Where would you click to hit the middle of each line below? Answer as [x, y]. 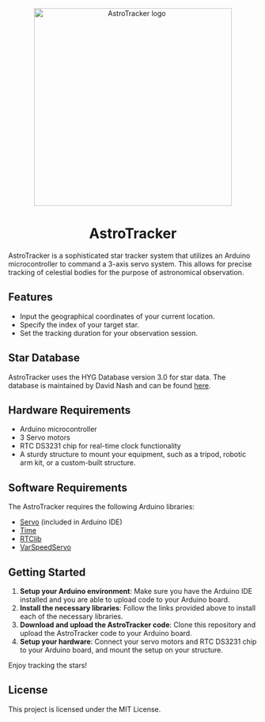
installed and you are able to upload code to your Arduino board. [125, 599]
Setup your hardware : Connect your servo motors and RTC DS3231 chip [138, 641]
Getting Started [47, 572]
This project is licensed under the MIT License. [85, 709]
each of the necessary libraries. [72, 616]
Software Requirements [68, 488]
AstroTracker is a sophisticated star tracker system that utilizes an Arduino [129, 255]
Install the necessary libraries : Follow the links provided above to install [137, 608]
